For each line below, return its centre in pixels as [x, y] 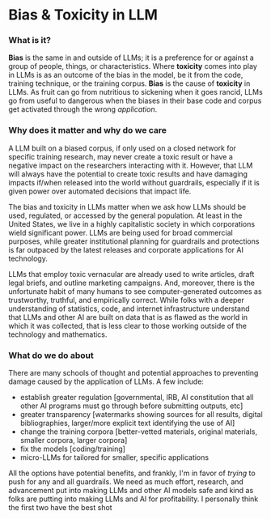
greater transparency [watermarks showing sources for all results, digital [141, 415]
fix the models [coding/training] [72, 449]
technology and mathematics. [58, 334]
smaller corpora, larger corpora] [74, 440]
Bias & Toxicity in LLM [83, 15]
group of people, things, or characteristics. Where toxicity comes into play [133, 66]
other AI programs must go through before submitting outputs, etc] [131, 406]
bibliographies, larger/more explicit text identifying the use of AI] [127, 423]
